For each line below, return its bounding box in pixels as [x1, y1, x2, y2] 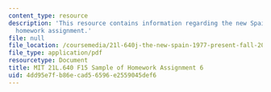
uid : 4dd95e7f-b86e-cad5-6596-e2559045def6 [8, 71, 157, 79]
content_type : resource [8, 11, 89, 20]
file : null [8, 34, 45, 42]
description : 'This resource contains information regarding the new [8, 19, 248, 27]
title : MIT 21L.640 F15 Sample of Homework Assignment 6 [8, 64, 204, 72]
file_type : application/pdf [8, 49, 103, 57]
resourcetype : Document [8, 57, 89, 65]
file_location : [8, 42, 60, 50]
